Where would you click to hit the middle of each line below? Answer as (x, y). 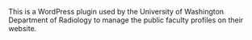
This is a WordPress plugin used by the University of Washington (116, 12)
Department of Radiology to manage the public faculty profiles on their (126, 20)
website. (23, 28)
